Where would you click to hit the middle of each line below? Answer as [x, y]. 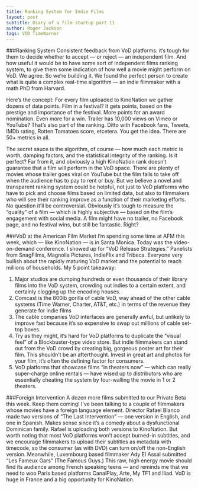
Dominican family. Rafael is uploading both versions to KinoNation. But [92, 429]
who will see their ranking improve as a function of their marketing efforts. [96, 200]
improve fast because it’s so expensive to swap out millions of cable [98, 323]
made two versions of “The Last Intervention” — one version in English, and [98, 417]
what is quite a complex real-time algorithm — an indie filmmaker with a [93, 82]
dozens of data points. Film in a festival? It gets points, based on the [89, 106]
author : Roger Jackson [34, 28]
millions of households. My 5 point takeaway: [61, 268]
